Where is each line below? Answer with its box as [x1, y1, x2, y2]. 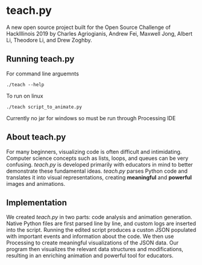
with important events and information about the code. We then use [6, 233, 174, 240]
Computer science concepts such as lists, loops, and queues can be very [6, 155, 189, 162]
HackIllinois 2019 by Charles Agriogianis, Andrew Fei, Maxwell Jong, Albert [6, 30, 193, 37]
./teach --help [6, 81, 45, 88]
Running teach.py [6, 54, 75, 64]
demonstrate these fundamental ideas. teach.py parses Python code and [6, 167, 188, 174]
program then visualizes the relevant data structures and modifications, [6, 246, 184, 253]
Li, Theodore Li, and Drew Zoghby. [6, 36, 92, 43]
